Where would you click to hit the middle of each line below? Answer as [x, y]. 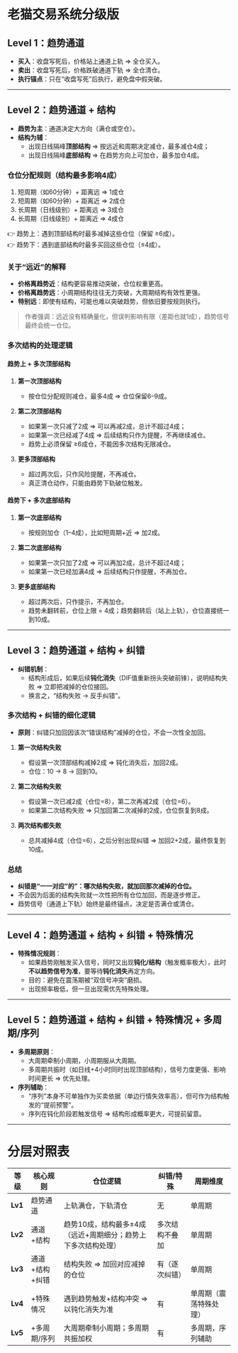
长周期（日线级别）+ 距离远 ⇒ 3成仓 [70, 210]
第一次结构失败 [39, 747]
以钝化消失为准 [89, 1309]
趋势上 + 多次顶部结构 [39, 364]
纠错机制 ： [33, 669]
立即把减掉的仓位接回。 [78, 686]
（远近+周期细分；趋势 [101, 1235]
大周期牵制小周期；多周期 [106, 1327]
